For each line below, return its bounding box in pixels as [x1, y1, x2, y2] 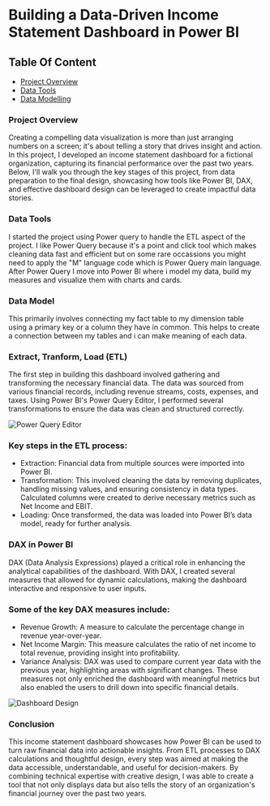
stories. [8, 193, 34, 203]
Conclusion [8, 718, 55, 730]
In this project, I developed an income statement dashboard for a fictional [8, 150, 254, 160]
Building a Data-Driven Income [8, 6, 219, 24]
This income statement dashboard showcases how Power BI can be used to [8, 737, 262, 747]
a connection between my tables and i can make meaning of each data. [8, 330, 247, 340]
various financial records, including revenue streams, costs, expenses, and [8, 387, 259, 397]
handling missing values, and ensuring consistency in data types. [19, 485, 238, 494]
